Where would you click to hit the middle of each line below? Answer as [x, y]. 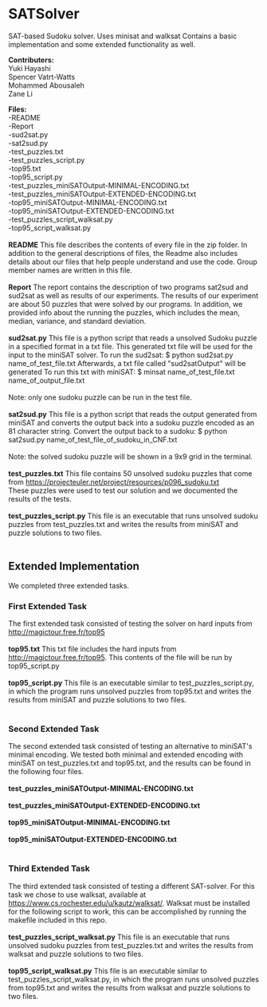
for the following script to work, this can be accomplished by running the [128, 911]
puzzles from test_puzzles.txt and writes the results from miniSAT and [124, 524]
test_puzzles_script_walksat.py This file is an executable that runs [119, 937]
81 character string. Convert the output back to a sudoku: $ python [118, 431]
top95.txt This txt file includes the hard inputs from [92, 649]
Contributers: [31, 60]
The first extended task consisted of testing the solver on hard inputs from [130, 623]
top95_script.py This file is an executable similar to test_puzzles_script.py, [131, 683]
